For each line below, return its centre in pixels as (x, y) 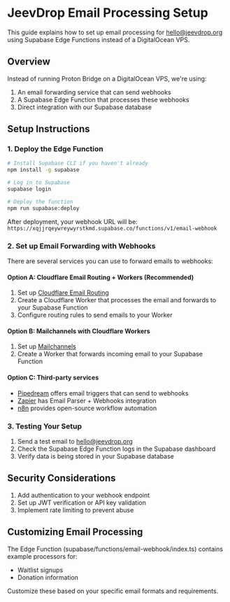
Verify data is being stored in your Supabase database (96, 456)
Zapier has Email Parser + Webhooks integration (87, 400)
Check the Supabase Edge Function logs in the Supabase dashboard (116, 449)
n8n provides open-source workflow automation (87, 408)
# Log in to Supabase (39, 183)
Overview (29, 62)
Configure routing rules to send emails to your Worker (95, 315)
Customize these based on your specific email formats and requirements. (113, 591)
